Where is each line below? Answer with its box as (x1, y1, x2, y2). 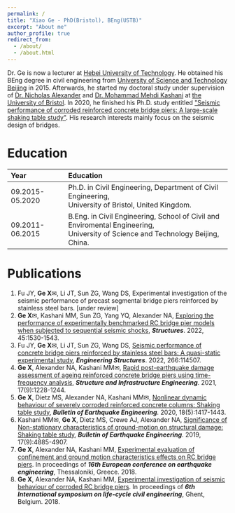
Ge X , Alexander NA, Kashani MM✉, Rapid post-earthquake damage (17, 363, 215, 371)
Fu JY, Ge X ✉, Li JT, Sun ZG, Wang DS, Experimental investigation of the (17, 289, 227, 297)
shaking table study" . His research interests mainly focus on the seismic (7, 113, 215, 121)
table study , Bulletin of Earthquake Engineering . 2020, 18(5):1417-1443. (17, 408, 227, 416)
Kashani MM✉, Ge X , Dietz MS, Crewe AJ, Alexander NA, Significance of (17, 415, 227, 424)
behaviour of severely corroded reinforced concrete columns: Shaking (17, 400, 220, 409)
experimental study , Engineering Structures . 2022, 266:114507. (17, 355, 201, 364)
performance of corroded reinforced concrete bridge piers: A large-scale (7, 106, 218, 114)
